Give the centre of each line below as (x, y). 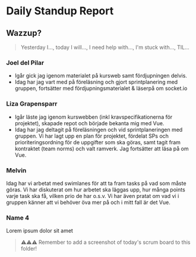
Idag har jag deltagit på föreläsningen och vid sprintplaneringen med (99, 129)
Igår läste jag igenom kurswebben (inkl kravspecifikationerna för (94, 117)
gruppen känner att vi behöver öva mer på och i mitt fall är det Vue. (88, 202)
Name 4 (18, 218)
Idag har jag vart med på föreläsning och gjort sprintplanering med (96, 82)
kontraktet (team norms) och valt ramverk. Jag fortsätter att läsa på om (102, 148)
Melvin (16, 170)
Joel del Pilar (25, 63)
